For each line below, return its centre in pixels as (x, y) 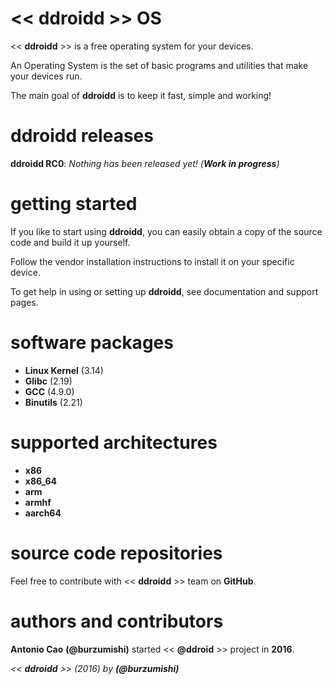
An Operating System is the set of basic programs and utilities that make (159, 65)
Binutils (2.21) (53, 402)
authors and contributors (117, 621)
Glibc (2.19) (48, 381)
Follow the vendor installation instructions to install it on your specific (152, 261)
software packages (92, 343)
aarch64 (43, 513)
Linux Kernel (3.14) (64, 370)
